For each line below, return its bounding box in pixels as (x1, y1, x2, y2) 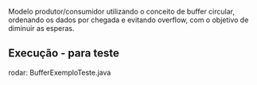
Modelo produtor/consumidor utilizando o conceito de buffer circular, (8, 7, 235, 16)
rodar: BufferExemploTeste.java (8, 68, 111, 77)
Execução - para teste (8, 47, 119, 60)
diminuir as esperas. (8, 24, 75, 33)
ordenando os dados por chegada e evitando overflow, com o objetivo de (8, 15, 249, 25)
